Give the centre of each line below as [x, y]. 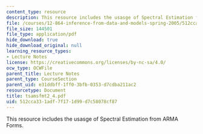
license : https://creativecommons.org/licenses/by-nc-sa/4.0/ [86, 62]
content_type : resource [36, 12]
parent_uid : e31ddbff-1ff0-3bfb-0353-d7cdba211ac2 [71, 85]
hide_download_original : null [44, 46]
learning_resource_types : [39, 51]
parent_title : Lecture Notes [43, 74]
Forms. [15, 125]
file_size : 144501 [29, 29]
